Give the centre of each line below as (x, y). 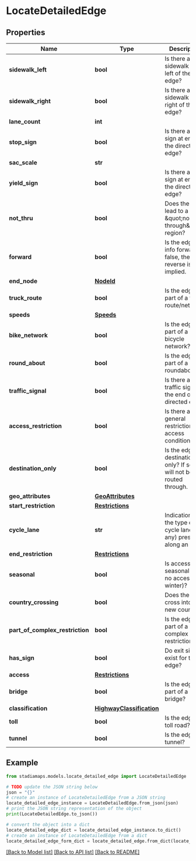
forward (20, 257)
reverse (175, 264)
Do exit (174, 651)
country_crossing (34, 602)
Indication (178, 515)
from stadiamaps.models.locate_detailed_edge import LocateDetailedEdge (96, 776)
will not (175, 472)
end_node (23, 281)
